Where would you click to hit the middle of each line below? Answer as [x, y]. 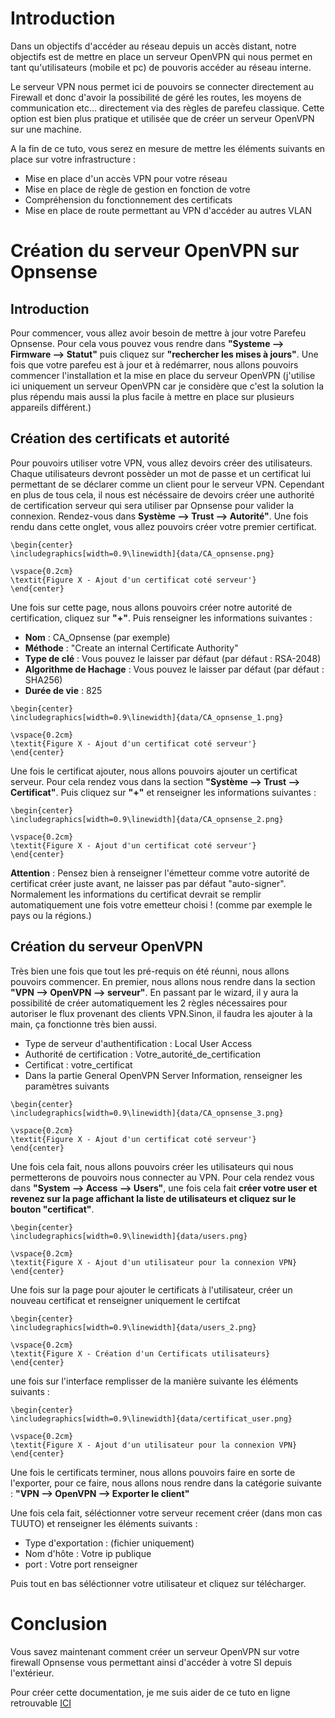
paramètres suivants [67, 1086]
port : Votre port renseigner [81, 1564]
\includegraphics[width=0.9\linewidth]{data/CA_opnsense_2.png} [147, 819]
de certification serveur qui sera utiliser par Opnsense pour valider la [152, 505]
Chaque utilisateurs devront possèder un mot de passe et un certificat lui [161, 473]
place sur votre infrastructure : [73, 159]
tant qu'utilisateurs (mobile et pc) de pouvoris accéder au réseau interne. [161, 67]
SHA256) [43, 679]
